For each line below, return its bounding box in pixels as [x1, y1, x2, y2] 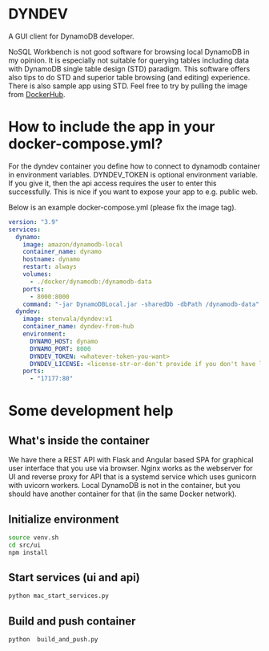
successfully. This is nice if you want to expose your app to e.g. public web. [8, 186, 259, 197]
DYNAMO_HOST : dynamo [29, 337, 98, 345]
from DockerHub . [8, 89, 66, 99]
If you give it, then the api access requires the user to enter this [8, 178, 218, 188]
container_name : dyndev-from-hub [22, 323, 134, 331]
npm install [8, 548, 48, 556]
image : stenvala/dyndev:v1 [22, 315, 113, 323]
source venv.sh [8, 533, 59, 542]
